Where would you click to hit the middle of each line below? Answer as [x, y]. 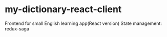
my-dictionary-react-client [63, 9]
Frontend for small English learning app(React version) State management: [83, 23]
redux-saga [17, 28]
